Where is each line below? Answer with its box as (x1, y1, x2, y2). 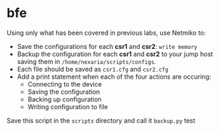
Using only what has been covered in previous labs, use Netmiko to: (6, 28, 206, 37)
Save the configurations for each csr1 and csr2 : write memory (16, 42, 197, 50)
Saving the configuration (27, 87, 100, 96)
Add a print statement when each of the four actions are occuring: (16, 72, 211, 81)
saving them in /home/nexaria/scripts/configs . (16, 57, 157, 65)
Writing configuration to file (27, 102, 108, 111)
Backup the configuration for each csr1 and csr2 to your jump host (16, 50, 214, 58)
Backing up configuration (27, 94, 103, 104)
